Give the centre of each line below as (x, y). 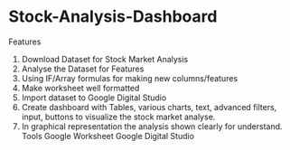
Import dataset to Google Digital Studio (94, 98)
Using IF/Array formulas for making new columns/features (130, 78)
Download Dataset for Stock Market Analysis (105, 59)
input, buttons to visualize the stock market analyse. (118, 117)
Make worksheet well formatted (80, 88)
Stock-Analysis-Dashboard (113, 17)
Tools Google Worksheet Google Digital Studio (108, 136)
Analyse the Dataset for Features (83, 69)
